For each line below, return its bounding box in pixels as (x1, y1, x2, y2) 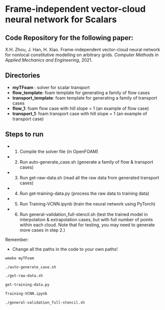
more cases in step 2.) (19, 227, 66, 233)
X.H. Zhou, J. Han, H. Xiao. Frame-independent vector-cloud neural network (5, 47, 161, 52)
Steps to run (5, 130, 43, 138)
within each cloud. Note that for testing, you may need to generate (19, 222, 155, 228)
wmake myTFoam (5, 255, 35, 261)
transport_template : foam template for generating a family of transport (12, 95, 157, 101)
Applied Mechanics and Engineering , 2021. (5, 57, 93, 63)
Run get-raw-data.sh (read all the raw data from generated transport (19, 174, 160, 180)
